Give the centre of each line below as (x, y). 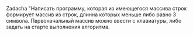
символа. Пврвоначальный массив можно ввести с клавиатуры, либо (94, 21)
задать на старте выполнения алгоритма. (58, 27)
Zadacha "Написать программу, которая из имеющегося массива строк (96, 8)
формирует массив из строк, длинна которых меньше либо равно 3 (91, 15)
